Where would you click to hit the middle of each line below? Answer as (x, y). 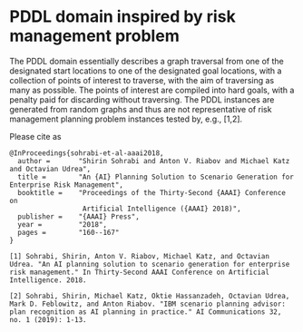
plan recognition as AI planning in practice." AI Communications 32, (146, 312)
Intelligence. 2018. (49, 280)
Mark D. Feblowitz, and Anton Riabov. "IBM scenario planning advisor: (147, 304)
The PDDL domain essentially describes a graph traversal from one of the (147, 61)
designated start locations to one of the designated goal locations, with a (146, 71)
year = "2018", (62, 224)
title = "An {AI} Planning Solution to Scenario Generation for (156, 177)
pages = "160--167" (68, 232)
